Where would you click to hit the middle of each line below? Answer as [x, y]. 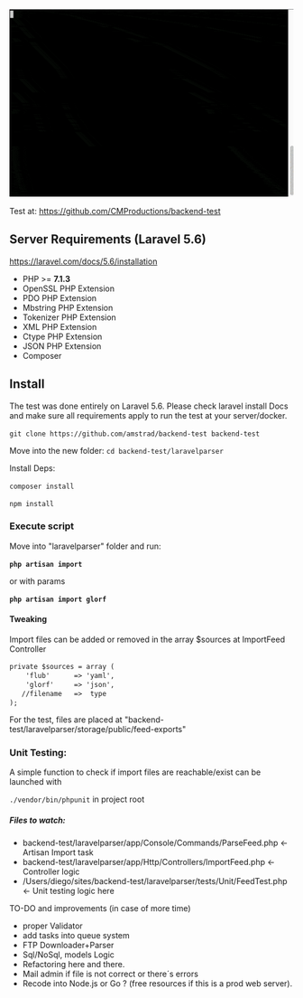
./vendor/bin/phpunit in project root [77, 799]
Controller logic [51, 871]
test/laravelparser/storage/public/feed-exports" [98, 730]
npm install [32, 504]
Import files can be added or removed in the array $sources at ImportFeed [147, 640]
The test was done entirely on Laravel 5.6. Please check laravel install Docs [149, 406]
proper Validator [52, 926]
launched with [36, 782]
